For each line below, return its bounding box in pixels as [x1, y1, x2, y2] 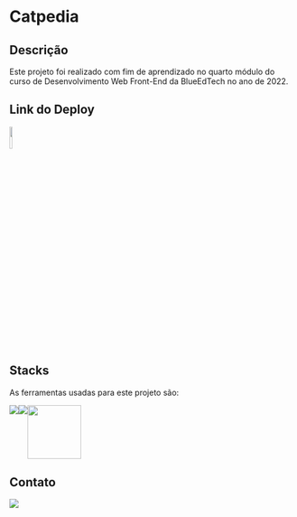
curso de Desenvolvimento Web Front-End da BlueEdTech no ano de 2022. [9, 76, 289, 87]
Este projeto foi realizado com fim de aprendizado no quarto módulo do [9, 66, 275, 77]
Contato [9, 475, 56, 490]
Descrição [9, 42, 69, 58]
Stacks [9, 363, 50, 379]
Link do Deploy [9, 102, 95, 117]
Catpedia [9, 6, 79, 27]
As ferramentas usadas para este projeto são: [9, 387, 180, 398]
